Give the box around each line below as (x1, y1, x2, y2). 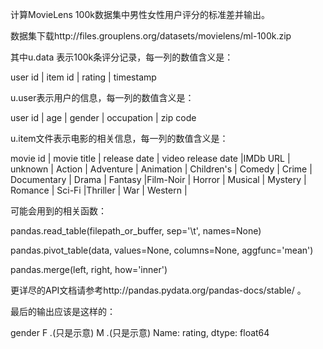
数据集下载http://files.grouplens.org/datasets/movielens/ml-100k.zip (10, 30, 292, 42)
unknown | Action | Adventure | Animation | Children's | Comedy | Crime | (10, 163, 313, 175)
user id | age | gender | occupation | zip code (10, 112, 197, 123)
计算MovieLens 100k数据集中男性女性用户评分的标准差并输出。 (10, 9, 270, 20)
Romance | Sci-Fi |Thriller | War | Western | (10, 184, 188, 196)
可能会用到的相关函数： (10, 205, 107, 217)
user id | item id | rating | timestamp (10, 71, 157, 83)
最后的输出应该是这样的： (10, 306, 116, 317)
